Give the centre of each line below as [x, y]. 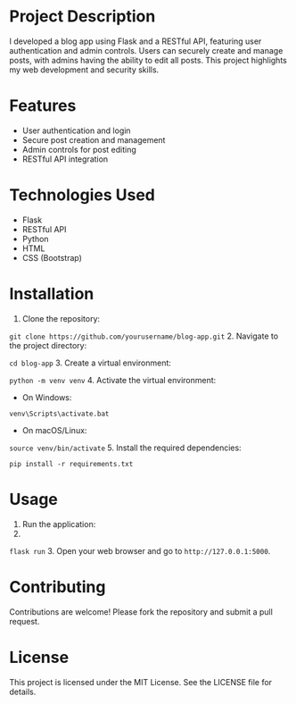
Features [43, 106]
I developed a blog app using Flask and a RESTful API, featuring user [136, 41]
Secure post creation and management [94, 139]
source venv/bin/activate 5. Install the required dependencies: [126, 448]
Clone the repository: [61, 318]
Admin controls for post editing [79, 149]
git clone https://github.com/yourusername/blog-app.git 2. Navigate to [144, 336]
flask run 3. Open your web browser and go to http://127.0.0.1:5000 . [140, 550]
